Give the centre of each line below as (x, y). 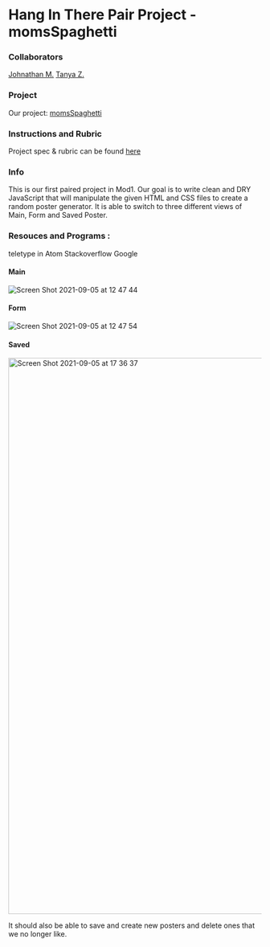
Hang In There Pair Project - (102, 15)
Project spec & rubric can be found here (75, 151)
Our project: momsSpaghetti (55, 113)
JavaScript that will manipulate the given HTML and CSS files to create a (128, 198)
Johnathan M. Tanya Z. (46, 75)
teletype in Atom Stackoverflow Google (73, 253)
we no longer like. (38, 934)
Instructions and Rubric (55, 133)
